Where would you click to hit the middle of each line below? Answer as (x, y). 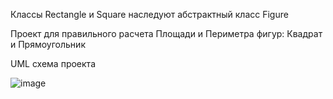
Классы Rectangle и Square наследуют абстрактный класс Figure (149, 14)
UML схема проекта (53, 63)
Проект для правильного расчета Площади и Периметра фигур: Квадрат (166, 33)
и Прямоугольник (48, 44)
